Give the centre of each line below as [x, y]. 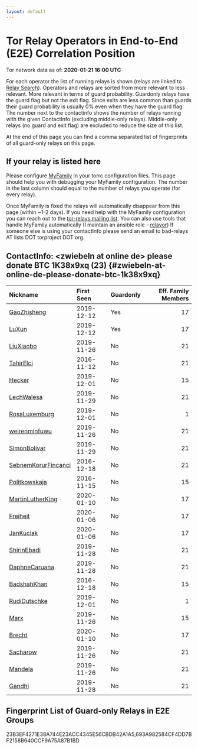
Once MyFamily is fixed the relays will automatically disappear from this [93, 206]
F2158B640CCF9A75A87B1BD [43, 740]
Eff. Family [174, 291]
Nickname [24, 295]
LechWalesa [26, 397]
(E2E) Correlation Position [71, 53]
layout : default [26, 12]
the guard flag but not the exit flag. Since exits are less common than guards [99, 100]
